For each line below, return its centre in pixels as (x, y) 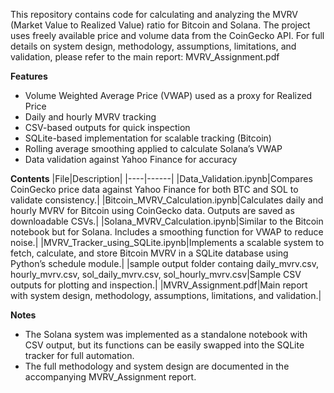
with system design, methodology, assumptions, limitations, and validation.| (166, 295)
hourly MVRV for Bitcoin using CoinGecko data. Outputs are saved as (152, 210)
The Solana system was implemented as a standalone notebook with (166, 334)
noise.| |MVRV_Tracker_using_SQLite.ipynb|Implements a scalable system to (167, 242)
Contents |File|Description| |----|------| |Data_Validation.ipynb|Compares (161, 178)
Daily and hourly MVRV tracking (90, 117)
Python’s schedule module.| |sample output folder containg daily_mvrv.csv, (165, 263)
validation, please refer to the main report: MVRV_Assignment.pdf (145, 57)
